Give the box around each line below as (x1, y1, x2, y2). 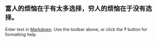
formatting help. (5, 31, 37, 37)
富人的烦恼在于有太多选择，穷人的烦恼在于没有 (5, 4, 146, 13)
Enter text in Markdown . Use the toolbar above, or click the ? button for (5, 26, 147, 32)
